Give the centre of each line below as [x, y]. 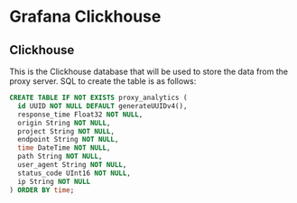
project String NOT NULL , [66, 131]
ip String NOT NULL [54, 181]
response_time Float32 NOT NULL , [80, 115]
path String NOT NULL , [60, 157]
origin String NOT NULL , [64, 123]
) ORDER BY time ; [42, 190]
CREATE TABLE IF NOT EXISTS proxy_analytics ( [98, 97]
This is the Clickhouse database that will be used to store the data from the [149, 71]
